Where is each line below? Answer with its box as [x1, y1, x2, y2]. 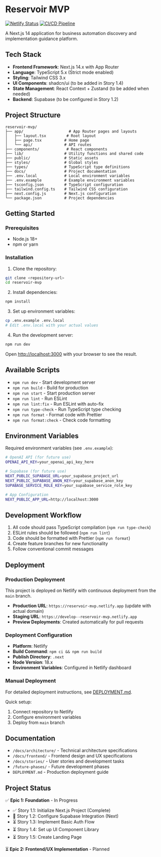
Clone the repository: [12, 266, 57, 272]
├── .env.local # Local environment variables [5, 173, 130, 178]
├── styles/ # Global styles [5, 160, 99, 165]
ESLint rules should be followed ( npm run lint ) [12, 530, 110, 536]
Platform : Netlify [12, 643, 48, 649]
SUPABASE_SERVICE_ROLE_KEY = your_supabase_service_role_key [5, 483, 133, 488]
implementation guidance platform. [5, 36, 78, 42]
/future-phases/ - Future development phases [12, 764, 110, 770]
